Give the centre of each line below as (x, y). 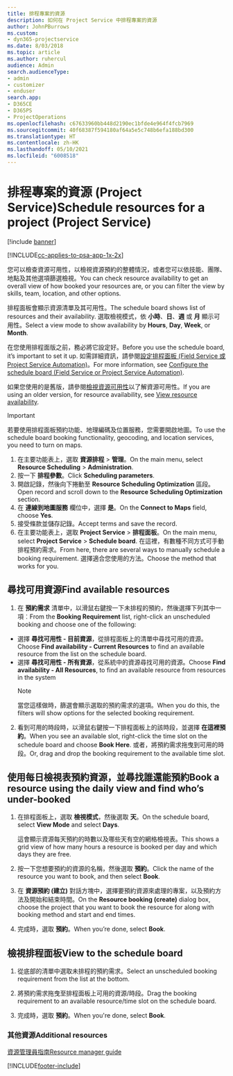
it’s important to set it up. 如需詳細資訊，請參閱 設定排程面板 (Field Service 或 (116, 356)
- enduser (21, 91)
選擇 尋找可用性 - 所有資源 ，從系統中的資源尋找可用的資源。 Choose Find (121, 662)
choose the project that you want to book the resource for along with (115, 907)
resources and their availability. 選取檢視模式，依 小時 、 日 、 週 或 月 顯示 (111, 316)
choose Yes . (35, 515)
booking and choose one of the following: (77, 624)
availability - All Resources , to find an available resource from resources (121, 670)
